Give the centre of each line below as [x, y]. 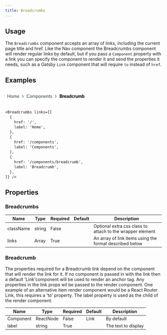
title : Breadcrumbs [25, 10]
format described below [118, 243]
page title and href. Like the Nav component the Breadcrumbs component [81, 49]
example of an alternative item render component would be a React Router [82, 290]
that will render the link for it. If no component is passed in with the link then [83, 274]
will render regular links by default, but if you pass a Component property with [83, 54]
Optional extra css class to [121, 226]
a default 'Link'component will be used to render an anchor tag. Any [75, 279]
